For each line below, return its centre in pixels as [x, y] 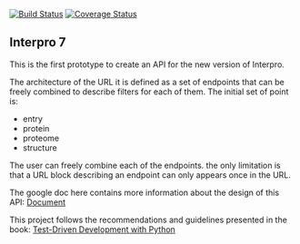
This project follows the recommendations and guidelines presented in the [149, 220]
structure [40, 147]
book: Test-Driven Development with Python [92, 229]
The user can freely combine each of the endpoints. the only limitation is [145, 165]
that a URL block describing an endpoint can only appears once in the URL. [150, 175]
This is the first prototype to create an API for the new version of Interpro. [147, 64]
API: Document [38, 202]
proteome [41, 138]
